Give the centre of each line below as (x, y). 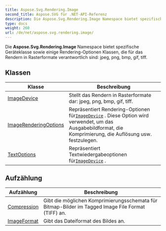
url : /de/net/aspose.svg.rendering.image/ (49, 33)
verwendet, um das (91, 122)
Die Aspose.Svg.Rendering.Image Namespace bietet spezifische (72, 47)
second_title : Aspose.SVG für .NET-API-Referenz (56, 14)
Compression (23, 207)
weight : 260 (17, 28)
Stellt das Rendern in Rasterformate (110, 95)
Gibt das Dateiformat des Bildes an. (84, 221)
